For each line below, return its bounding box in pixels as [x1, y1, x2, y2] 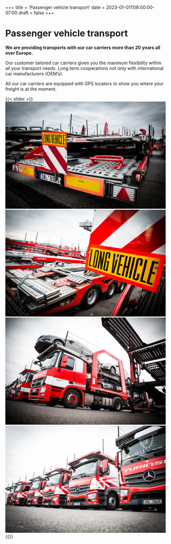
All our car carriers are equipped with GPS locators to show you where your [5, 80, 164, 86]
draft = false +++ [18, 10, 54, 16]
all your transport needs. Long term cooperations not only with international [5, 65, 164, 71]
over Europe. [5, 50, 33, 56]
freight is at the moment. [5, 86, 57, 92]
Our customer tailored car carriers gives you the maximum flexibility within [5, 60, 162, 66]
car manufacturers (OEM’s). [5, 70, 64, 77]
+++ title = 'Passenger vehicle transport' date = [5, 5, 105, 10]
